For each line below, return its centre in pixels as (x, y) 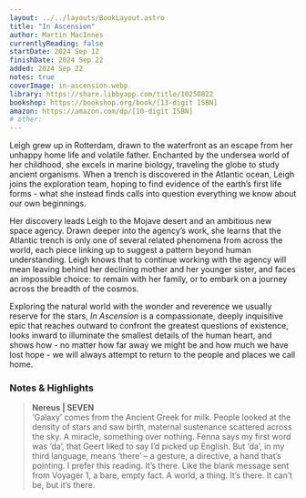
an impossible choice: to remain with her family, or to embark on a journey (148, 279)
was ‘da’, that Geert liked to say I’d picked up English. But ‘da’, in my (158, 446)
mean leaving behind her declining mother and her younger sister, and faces (153, 269)
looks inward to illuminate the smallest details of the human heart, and (141, 335)
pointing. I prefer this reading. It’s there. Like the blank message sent (160, 466)
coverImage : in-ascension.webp (69, 86)
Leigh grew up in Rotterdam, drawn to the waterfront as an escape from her (151, 146)
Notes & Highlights (51, 388)
